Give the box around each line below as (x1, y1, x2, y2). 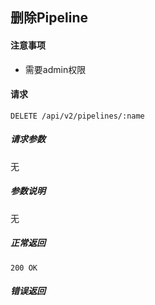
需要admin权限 (24, 63, 87, 75)
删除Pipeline (10, 9, 89, 27)
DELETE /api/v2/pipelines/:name (10, 111, 145, 121)
